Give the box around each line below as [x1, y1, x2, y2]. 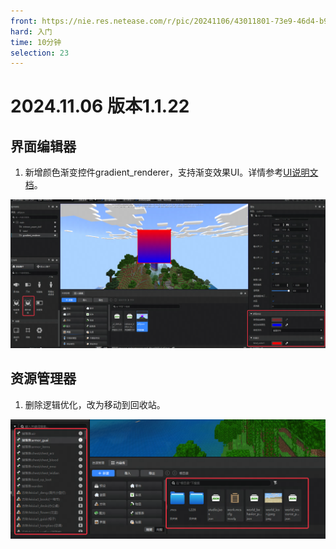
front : [10, 16, 38, 26]
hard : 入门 [10, 26, 53, 37]
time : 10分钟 [10, 37, 62, 47]
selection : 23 [10, 48, 70, 58]
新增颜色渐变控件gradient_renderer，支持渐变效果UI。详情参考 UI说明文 [24, 166, 319, 179]
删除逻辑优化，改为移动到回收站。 [24, 398, 166, 410]
